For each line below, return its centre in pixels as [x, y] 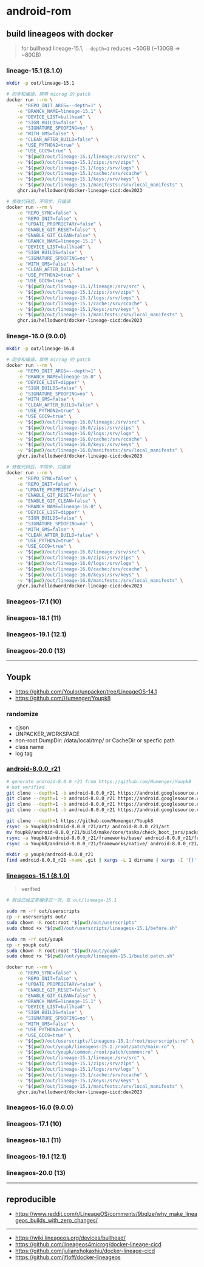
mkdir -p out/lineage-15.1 [40, 83]
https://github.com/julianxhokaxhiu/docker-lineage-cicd [85, 1251]
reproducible [31, 1199]
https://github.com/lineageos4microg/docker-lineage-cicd [88, 1244]
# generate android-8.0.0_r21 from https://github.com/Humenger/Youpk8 [99, 781]
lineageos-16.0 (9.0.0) [40, 1107]
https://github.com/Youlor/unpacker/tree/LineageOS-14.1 [86, 692]
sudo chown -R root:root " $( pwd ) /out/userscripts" [72, 923]
